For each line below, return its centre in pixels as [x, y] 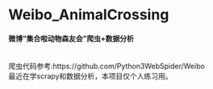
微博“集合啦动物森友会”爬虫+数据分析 [71, 38]
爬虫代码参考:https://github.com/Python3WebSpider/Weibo [107, 67]
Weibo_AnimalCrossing [89, 15]
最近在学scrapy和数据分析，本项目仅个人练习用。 [90, 76]
